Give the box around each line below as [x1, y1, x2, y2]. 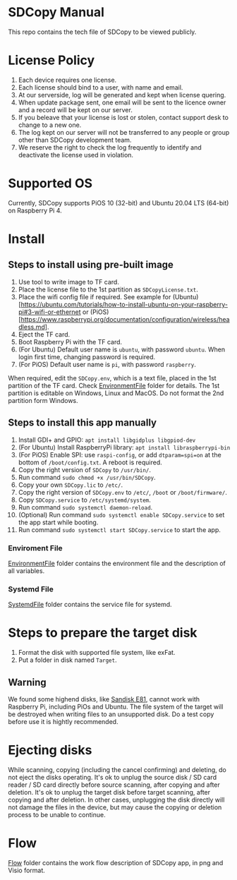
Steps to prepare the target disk [8, 625, 197, 641]
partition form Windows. [8, 396, 78, 404]
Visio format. [8, 866, 45, 874]
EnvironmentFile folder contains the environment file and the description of [8, 559, 226, 567]
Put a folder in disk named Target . [18, 656, 117, 664]
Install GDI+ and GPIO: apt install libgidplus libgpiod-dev [18, 435, 196, 444]
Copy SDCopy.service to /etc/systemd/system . [18, 495, 151, 504]
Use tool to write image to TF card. [18, 277, 119, 286]
